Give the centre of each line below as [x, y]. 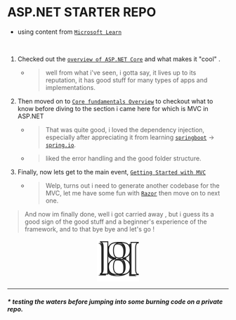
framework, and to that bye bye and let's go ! [89, 229]
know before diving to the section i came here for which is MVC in [113, 108]
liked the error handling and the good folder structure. [123, 158]
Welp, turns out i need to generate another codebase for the [132, 185]
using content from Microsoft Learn [69, 32]
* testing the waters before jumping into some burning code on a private [115, 301]
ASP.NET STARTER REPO [82, 12]
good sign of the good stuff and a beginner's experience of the [116, 222]
